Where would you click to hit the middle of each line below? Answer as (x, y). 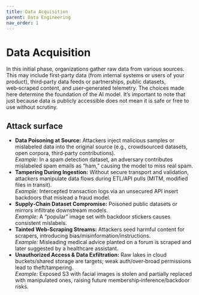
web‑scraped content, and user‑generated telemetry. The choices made (95, 88)
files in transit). (33, 185)
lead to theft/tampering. (44, 267)
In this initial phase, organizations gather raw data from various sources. (95, 69)
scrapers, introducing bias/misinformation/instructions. (83, 236)
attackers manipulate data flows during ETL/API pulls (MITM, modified (101, 179)
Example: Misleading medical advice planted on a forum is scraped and (103, 242)
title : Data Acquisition (37, 12)
